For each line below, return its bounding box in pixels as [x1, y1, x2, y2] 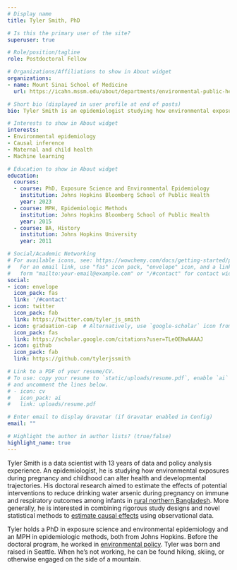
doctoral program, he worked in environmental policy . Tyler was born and [7, 540, 221, 548]
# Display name [7, 10, 52, 18]
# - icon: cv [7, 387, 46, 395]
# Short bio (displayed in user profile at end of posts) [7, 100, 181, 108]
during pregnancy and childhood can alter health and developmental [7, 473, 207, 482]
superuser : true [7, 36, 55, 43]
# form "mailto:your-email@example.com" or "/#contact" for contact [7, 269, 219, 277]
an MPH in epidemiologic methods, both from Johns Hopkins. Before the [7, 532, 219, 540]
